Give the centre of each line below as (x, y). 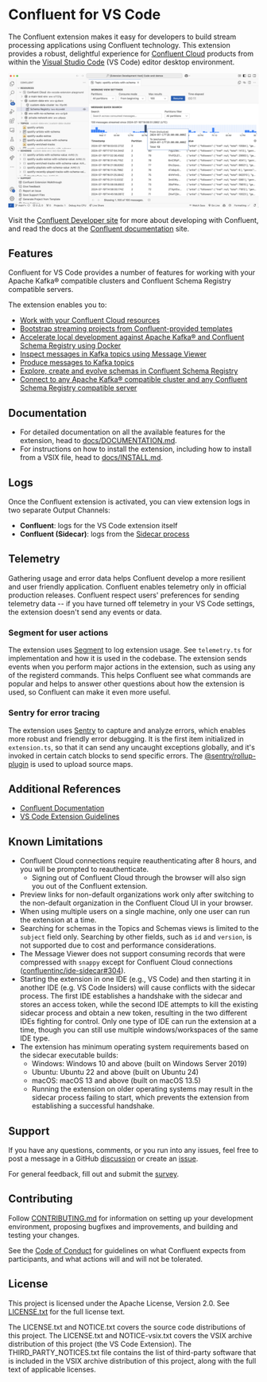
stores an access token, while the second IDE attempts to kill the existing (139, 1005)
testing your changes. (44, 1235)
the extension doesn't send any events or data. (85, 612)
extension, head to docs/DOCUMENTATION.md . (98, 441)
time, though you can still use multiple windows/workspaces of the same (139, 1030)
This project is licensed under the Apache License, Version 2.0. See (119, 1303)
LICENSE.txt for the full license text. (67, 1311)
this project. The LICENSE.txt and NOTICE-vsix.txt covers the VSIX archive (130, 1335)
